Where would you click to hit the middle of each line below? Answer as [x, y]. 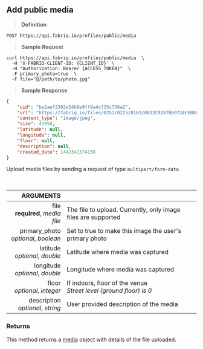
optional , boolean [36, 238]
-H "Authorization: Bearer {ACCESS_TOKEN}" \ [71, 68]
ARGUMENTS [41, 196]
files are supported [94, 217]
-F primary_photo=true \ [44, 74]
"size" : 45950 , [36, 124]
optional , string [40, 308]
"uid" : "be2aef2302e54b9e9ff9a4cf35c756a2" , [74, 107]
